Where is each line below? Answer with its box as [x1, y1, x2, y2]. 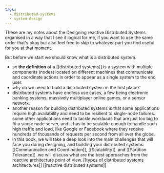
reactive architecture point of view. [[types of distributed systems [12, 157, 144, 163]
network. [12, 100, 30, 106]
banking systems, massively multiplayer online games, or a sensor [12, 95, 145, 101]
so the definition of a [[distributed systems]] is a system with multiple [12, 64, 153, 70]
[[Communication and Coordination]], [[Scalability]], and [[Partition [12, 147, 147, 153]
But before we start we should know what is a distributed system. [5, 55, 137, 60]
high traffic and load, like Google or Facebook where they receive [12, 126, 144, 132]
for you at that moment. [5, 45, 53, 51]
